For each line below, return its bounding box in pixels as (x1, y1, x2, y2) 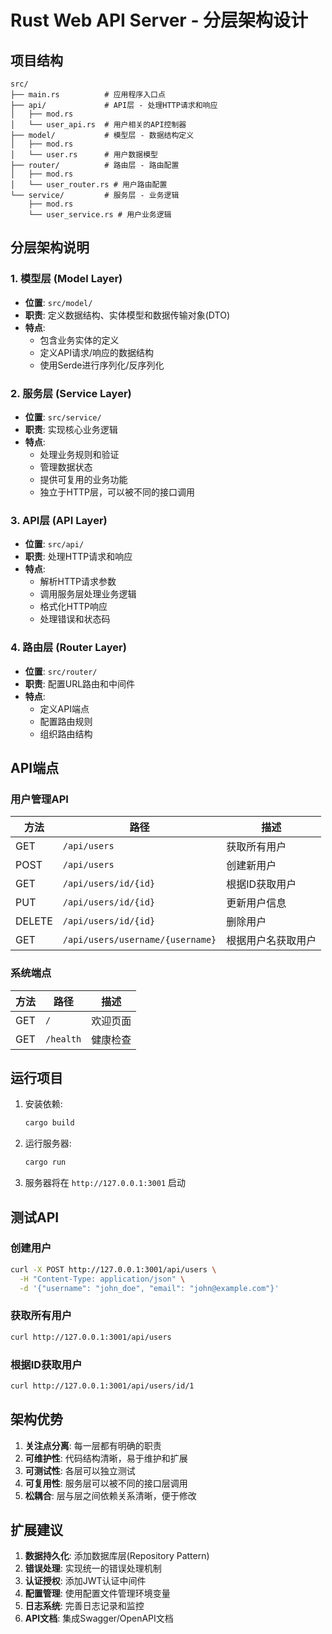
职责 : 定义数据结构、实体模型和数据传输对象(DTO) (24, 309, 230, 321)
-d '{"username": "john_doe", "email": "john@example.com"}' (19, 1283, 280, 1293)
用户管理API (10, 792, 69, 806)
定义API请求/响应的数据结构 (39, 346, 154, 358)
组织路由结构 (39, 727, 93, 740)
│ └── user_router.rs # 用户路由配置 (10, 180, 168, 190)
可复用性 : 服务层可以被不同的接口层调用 (24, 1477, 188, 1489)
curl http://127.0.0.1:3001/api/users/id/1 (10, 1381, 195, 1391)
